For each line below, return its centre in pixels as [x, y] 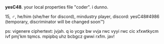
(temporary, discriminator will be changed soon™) [55, 22]
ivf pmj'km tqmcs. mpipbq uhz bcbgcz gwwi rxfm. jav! [60, 36]
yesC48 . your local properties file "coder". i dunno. [57, 7]
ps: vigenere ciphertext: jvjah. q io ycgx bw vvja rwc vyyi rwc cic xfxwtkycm [82, 31]
